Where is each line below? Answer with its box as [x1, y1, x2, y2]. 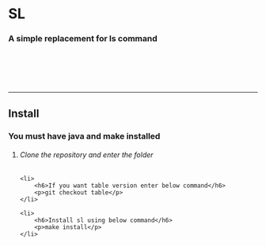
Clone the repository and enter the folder [19, 150, 154, 159]
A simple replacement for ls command [8, 33, 158, 44]
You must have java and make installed [8, 130, 161, 141]
